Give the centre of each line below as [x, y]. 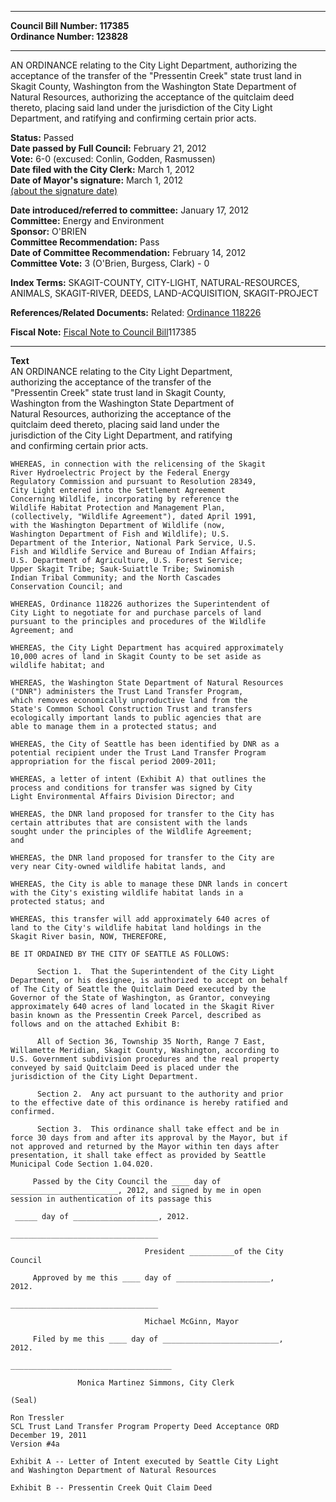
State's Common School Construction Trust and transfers [131, 709]
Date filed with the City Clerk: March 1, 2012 [102, 169]
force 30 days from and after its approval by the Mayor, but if [149, 1138]
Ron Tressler [37, 1418]
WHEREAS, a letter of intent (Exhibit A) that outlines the [138, 779]
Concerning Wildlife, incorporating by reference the [125, 499]
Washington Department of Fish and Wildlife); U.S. [120, 534]
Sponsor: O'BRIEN [48, 231]
